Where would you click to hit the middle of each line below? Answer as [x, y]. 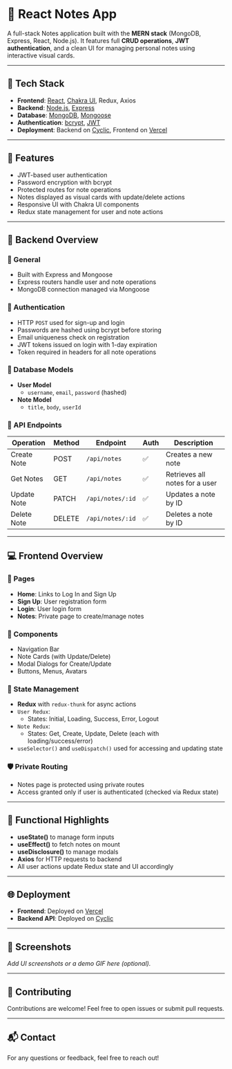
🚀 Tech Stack [36, 83]
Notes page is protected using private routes [81, 784]
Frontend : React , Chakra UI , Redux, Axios [76, 100]
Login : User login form [49, 608]
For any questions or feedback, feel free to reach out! [83, 1058]
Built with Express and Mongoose [65, 275]
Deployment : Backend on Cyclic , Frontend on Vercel [92, 130]
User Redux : [33, 712]
